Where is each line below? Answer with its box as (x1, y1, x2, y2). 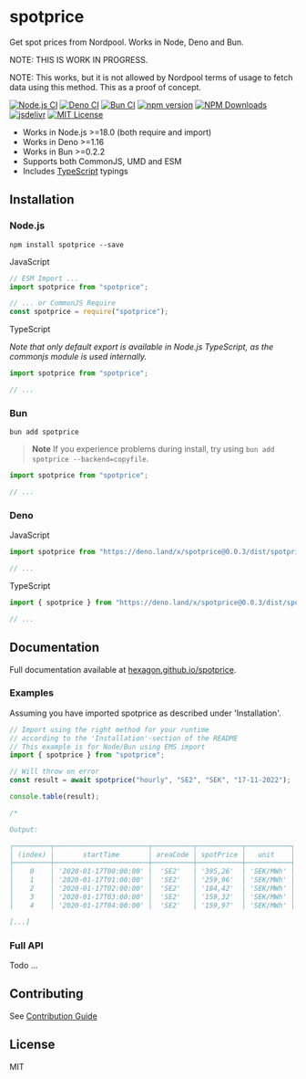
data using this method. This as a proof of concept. (9, 81, 202, 92)
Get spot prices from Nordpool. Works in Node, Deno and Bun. (9, 37, 244, 47)
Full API (9, 938, 44, 951)
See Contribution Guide (9, 1011, 97, 1021)
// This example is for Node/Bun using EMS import (9, 742, 206, 751)
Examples (9, 686, 55, 699)
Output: (9, 824, 39, 834)
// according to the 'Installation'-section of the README (9, 733, 239, 743)
